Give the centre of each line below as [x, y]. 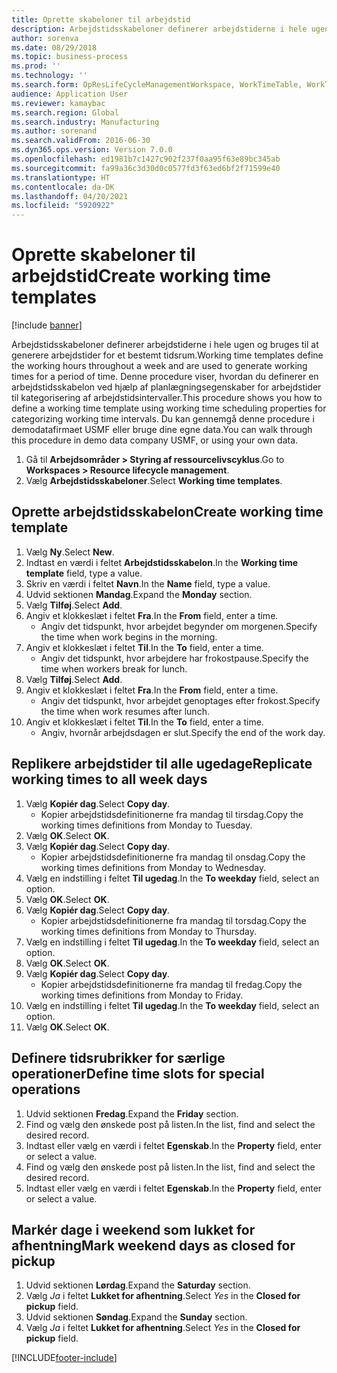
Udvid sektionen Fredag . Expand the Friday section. [132, 1113]
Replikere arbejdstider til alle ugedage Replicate [162, 764]
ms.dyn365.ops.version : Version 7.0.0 [92, 150]
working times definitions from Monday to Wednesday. [153, 867]
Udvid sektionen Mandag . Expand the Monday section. [139, 594]
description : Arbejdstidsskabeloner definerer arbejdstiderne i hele [159, 29]
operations [46, 1089]
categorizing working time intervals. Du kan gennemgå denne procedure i [163, 419]
